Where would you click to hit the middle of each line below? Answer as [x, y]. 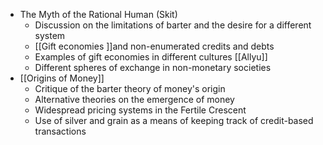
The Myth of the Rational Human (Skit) [98, 14]
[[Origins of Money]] [62, 78]
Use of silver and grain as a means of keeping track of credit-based [174, 120]
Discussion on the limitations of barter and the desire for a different [173, 25]
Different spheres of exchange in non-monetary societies [153, 67]
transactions [60, 131]
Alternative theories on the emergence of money [134, 99]
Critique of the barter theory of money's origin [130, 88]
